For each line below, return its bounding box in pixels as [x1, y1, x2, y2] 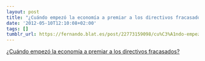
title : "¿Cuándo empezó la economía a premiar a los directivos [6, 14, 173, 21]
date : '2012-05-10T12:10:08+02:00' [6, 20, 97, 26]
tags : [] [6, 25, 29, 32]
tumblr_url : [6, 31, 37, 37]
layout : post [6, 8, 40, 15]
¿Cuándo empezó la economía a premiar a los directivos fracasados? [6, 48, 180, 55]
